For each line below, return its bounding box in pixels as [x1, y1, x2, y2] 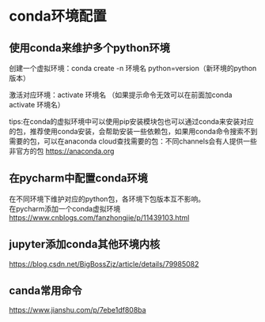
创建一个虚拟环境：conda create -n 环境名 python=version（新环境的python [9, 64, 257, 73]
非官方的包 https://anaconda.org [9, 147, 115, 155]
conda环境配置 [9, 7, 107, 25]
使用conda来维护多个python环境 [9, 41, 171, 54]
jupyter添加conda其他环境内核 [9, 238, 161, 251]
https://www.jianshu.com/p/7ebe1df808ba [9, 305, 146, 315]
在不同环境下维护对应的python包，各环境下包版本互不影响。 [9, 194, 205, 204]
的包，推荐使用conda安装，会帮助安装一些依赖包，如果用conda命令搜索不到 [9, 127, 258, 136]
